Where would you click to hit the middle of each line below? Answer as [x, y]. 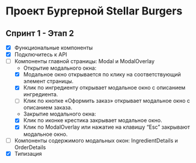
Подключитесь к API [41, 55]
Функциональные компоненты [54, 48]
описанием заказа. [48, 108]
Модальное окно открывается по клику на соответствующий [102, 75]
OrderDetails [30, 147]
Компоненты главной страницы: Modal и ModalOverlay [84, 61]
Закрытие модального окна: [60, 114]
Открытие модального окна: [60, 68]
